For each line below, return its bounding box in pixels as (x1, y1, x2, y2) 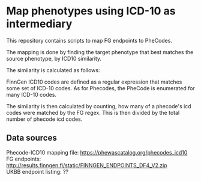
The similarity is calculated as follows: (6, 66, 100, 73)
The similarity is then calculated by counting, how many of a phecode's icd (6, 102, 191, 109)
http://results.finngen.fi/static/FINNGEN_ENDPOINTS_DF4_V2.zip (6, 161, 168, 169)
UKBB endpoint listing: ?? (6, 168, 69, 175)
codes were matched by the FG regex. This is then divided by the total (6, 109, 180, 116)
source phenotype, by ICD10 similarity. (6, 55, 102, 62)
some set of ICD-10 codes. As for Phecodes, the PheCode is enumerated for (6, 84, 195, 91)
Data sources (6, 133, 57, 143)
